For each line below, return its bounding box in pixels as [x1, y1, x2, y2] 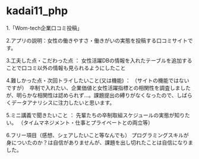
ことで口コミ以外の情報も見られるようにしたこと [6, 64, 126, 72]
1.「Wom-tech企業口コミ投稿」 [6, 24, 83, 31]
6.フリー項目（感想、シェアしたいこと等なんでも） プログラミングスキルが [6, 131, 189, 138]
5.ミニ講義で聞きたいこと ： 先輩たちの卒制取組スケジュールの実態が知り [6, 111, 185, 119]
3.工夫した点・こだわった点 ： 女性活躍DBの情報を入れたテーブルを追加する [6, 57, 192, 64]
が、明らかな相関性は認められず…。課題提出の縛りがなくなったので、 [6, 92, 177, 99]
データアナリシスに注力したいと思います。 [11, 99, 115, 106]
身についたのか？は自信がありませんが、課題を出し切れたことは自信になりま [6, 139, 194, 146]
